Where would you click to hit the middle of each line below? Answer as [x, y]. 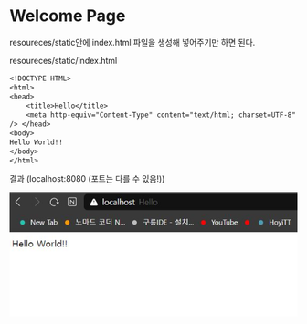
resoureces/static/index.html [64, 60]
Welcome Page [68, 16]
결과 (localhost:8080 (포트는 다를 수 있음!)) [87, 178]
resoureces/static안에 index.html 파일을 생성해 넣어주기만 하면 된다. [132, 42]
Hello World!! [37, 142]
